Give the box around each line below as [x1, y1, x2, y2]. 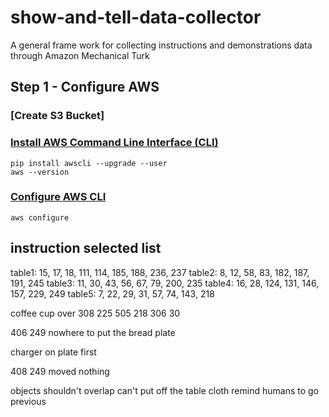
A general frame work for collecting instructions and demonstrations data [10, 39, 313, 51]
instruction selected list [10, 240, 162, 257]
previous [10, 395, 47, 407]
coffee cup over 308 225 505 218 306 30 [10, 307, 181, 319]
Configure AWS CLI [10, 190, 107, 204]
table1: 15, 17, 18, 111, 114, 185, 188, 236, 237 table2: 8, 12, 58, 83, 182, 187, [10, 266, 310, 278]
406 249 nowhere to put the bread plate [10, 326, 176, 338]
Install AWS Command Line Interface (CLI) [10, 136, 219, 150]
